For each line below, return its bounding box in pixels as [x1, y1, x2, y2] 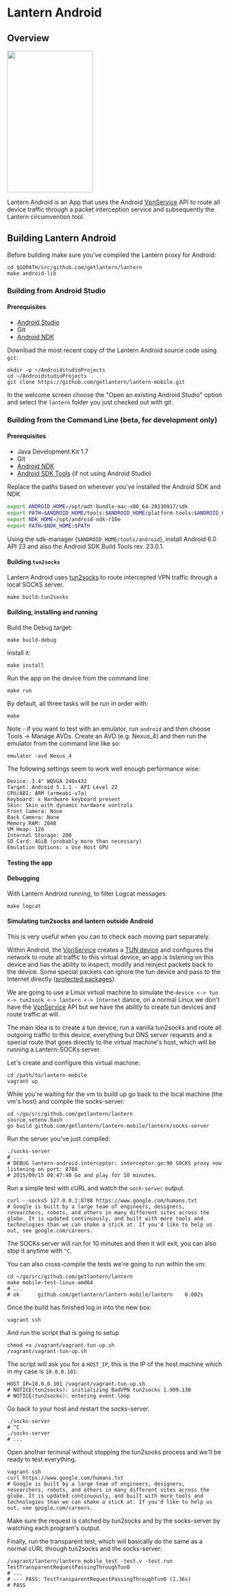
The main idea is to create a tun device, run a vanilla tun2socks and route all [7, 1023, 222, 1032]
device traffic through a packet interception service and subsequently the [7, 205, 215, 214]
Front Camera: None [7, 808, 63, 815]
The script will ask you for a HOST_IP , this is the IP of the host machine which [7, 1360, 222, 1368]
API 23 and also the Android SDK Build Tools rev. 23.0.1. [7, 542, 164, 550]
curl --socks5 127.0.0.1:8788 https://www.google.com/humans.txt [7, 1197, 197, 1204]
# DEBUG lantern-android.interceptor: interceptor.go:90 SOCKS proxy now [7, 1159, 222, 1167]
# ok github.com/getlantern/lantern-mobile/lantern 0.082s [7, 1291, 204, 1298]
